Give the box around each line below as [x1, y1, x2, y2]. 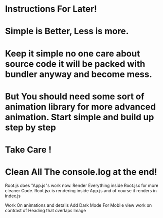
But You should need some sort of [5, 91, 145, 102]
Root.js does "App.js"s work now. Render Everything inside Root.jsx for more [5, 182, 159, 188]
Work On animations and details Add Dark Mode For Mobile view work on [5, 202, 152, 208]
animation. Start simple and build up [5, 111, 154, 123]
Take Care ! [5, 144, 52, 155]
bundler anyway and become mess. [5, 69, 152, 80]
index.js [5, 193, 21, 199]
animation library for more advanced [5, 101, 156, 112]
